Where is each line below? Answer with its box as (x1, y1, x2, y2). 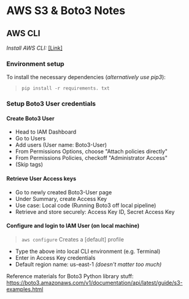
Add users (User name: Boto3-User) (15, 142, 107, 149)
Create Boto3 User (6, 115, 55, 122)
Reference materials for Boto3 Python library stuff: (6, 272, 134, 279)
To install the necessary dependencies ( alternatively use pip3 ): (6, 74, 166, 81)
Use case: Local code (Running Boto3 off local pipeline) (15, 202, 156, 209)
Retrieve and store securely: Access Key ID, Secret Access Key (15, 208, 175, 215)
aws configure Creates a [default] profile (21, 235, 125, 243)
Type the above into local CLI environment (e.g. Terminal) (15, 248, 161, 255)
